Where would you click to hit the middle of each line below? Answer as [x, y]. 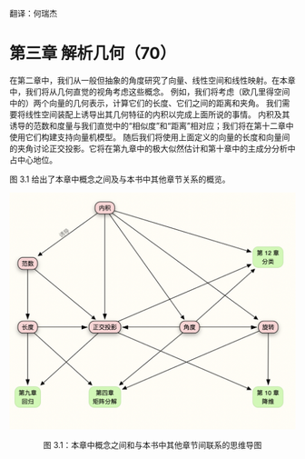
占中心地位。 [33, 160]
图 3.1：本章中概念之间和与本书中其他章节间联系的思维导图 [152, 444]
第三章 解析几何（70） [93, 54]
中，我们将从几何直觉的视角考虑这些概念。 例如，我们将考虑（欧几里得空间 [150, 91]
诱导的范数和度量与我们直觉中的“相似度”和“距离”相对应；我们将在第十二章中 [152, 125]
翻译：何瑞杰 [33, 13]
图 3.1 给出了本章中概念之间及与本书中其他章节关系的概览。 [120, 179]
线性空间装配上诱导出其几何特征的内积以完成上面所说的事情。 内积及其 [157, 114]
